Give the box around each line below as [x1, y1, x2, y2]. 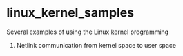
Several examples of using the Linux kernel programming [6, 28, 169, 36]
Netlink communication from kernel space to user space [16, 41, 177, 49]
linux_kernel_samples [6, 5, 135, 21]
